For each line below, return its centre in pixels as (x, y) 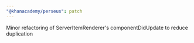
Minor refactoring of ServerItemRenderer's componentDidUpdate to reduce (97, 28)
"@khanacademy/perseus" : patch (44, 11)
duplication (20, 34)
